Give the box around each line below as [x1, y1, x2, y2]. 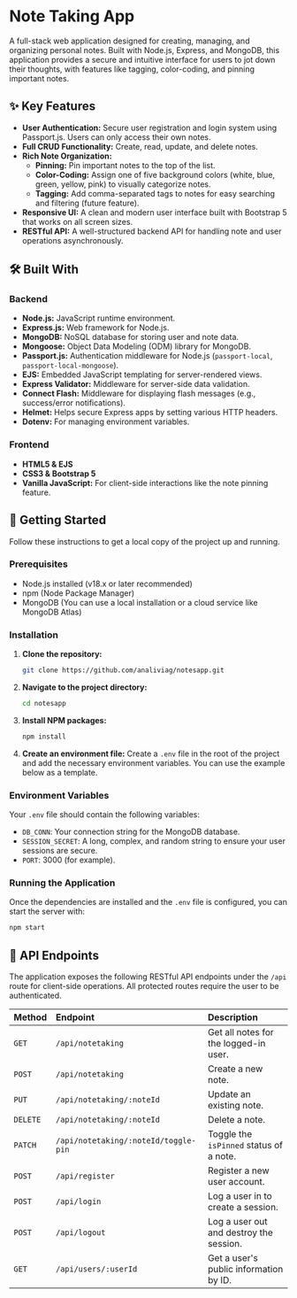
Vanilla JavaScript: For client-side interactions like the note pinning [21, 477, 269, 488]
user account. [207, 1176, 265, 1188]
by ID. [207, 1274, 232, 1286]
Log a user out [207, 1216, 268, 1228]
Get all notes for [207, 1026, 274, 1039]
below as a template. [21, 767, 98, 777]
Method [13, 1011, 48, 1024]
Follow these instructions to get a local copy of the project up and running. [9, 536, 280, 546]
